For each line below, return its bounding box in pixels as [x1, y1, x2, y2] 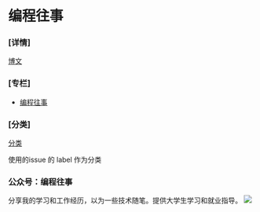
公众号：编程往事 [8, 177, 73, 187]
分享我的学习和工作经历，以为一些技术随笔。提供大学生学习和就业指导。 [8, 196, 242, 205]
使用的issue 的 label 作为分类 [8, 155, 102, 165]
